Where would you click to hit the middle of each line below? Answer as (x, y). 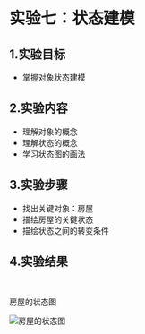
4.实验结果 (39, 262)
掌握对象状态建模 (54, 77)
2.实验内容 (39, 108)
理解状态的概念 (50, 142)
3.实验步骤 (39, 185)
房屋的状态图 (33, 302)
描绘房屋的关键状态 (58, 219)
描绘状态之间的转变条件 (65, 230)
